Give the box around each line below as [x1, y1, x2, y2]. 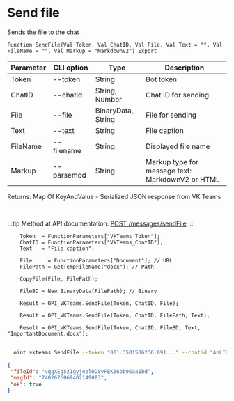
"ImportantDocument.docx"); [7, 330, 89, 337]
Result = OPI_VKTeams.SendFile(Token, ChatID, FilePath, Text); [19, 312, 210, 319]
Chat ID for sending [146, 90, 210, 100]
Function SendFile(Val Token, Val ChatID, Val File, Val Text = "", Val [7, 41, 223, 48]
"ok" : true [10, 381, 42, 388]
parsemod [52, 170, 87, 180]
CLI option [53, 63, 88, 72]
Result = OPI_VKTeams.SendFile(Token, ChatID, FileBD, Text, [19, 324, 201, 331]
